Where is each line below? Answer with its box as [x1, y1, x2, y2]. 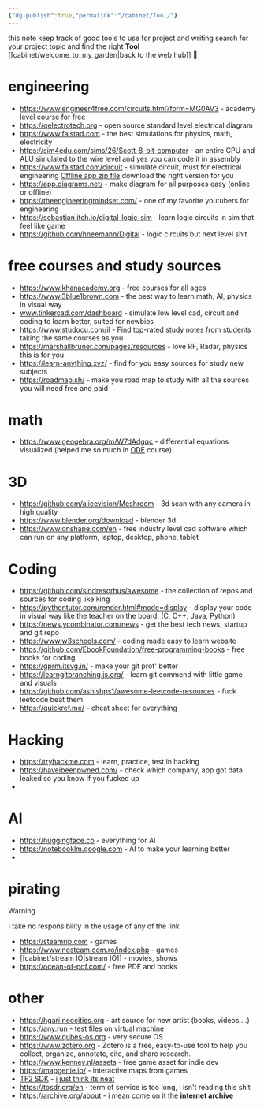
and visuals [19, 679, 58, 688]
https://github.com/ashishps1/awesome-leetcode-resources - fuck [19, 686, 236, 696]
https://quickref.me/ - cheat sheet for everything [19, 703, 177, 713]
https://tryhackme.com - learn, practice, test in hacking [19, 757, 199, 767]
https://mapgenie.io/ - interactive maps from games [19, 1065, 188, 1076]
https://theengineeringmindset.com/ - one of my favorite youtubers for [19, 195, 250, 205]
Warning [8, 906, 35, 916]
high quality [19, 508, 58, 517]
